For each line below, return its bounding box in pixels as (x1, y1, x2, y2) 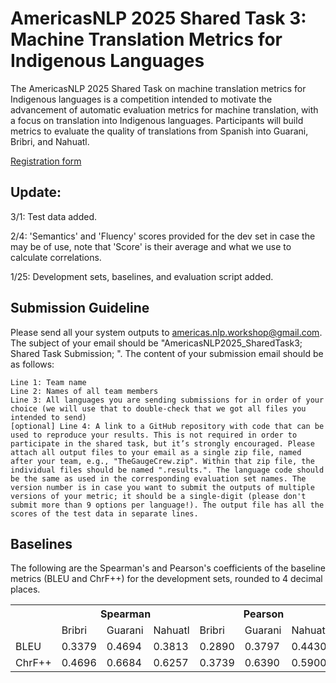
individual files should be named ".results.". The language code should (10, 465, 325, 475)
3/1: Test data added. (10, 210, 98, 222)
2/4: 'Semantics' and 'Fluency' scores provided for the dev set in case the (10, 230, 316, 242)
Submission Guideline (10, 300, 150, 317)
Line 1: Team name (10, 377, 87, 387)
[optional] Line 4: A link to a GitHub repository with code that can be (10, 421, 325, 431)
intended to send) (10, 412, 87, 422)
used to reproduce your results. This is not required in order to (10, 430, 298, 440)
